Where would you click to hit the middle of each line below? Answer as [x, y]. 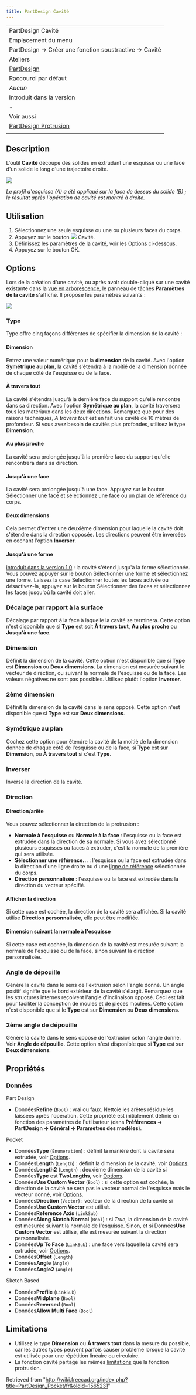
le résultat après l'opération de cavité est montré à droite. [75, 198]
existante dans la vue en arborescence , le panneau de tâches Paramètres [95, 288]
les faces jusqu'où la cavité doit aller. [51, 592]
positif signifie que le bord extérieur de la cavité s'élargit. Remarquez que [94, 991]
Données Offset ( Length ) [44, 1257]
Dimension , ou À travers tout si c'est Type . [59, 753]
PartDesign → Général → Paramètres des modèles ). [78, 1128]
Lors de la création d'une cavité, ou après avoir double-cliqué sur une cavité [98, 283]
